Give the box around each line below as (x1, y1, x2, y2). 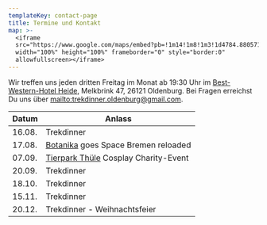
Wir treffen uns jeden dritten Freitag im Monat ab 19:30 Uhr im (8, 77, 211, 87)
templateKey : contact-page (8, 11, 98, 20)
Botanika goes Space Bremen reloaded (45, 139, 192, 151)
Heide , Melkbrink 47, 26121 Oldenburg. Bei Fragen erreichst (58, 86, 253, 95)
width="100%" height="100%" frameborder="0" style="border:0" (15, 48, 226, 56)
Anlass (104, 113, 133, 124)
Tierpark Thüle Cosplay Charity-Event (45, 152, 189, 163)
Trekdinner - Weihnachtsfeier (45, 204, 157, 215)
